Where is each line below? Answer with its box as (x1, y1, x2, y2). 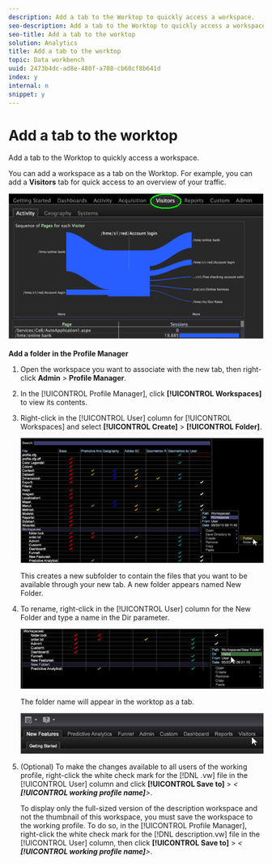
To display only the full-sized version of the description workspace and (19, 804, 257, 814)
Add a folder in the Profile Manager (8, 348, 129, 358)
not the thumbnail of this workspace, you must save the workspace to (19, 812, 253, 822)
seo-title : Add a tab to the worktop (8, 30, 136, 38)
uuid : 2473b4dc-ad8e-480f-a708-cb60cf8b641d (8, 65, 161, 73)
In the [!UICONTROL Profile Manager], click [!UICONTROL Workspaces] (19, 388, 262, 398)
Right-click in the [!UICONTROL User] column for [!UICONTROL (19, 413, 232, 422)
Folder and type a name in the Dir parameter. (19, 612, 170, 622)
